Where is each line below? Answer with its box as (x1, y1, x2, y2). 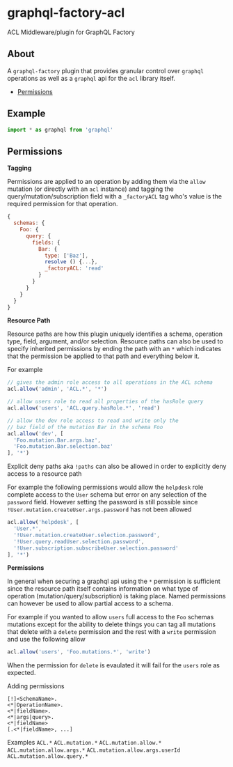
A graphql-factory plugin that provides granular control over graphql (7, 66, 204, 75)
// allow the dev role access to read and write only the (7, 417, 179, 424)
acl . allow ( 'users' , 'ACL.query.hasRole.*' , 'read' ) (7, 405, 160, 412)
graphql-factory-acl (7, 5, 125, 21)
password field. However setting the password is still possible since (7, 498, 198, 506)
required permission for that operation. (7, 200, 118, 208)
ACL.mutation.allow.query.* (7, 753, 89, 760)
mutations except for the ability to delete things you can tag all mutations (7, 620, 216, 628)
